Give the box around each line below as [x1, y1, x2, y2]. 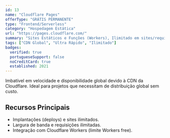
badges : [5, 45, 22, 50]
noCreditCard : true [10, 59, 51, 64]
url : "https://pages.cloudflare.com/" [5, 31, 87, 36]
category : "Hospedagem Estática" [5, 26, 76, 31]
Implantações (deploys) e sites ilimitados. [12, 116, 99, 122]
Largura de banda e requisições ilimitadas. [12, 122, 101, 128]
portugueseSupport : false [10, 54, 65, 60]
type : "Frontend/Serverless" [5, 21, 67, 27]
